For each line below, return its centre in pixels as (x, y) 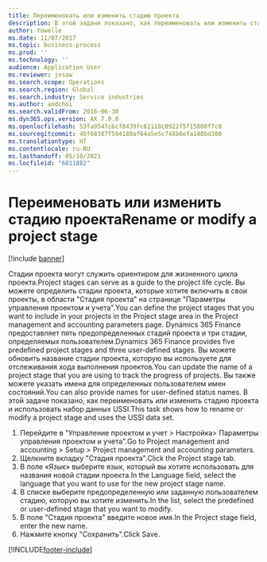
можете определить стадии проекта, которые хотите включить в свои (128, 291)
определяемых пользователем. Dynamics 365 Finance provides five (122, 342)
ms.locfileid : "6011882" (49, 164)
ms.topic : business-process (55, 45)
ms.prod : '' (28, 52)
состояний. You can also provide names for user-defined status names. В (128, 392)
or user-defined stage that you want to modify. (96, 509)
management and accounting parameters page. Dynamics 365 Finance (124, 325)
